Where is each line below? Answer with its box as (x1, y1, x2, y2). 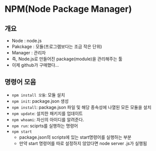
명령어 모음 (4, 78, 37, 86)
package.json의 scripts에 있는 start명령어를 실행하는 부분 (19, 134, 132, 140)
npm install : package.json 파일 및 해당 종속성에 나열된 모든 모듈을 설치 (11, 104, 152, 110)
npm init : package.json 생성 (11, 98, 69, 104)
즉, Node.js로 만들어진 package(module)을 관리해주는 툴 (11, 56, 123, 62)
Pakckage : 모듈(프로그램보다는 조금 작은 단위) (11, 43, 102, 49)
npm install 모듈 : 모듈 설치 (11, 92, 65, 98)
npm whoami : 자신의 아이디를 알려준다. (11, 116, 84, 122)
